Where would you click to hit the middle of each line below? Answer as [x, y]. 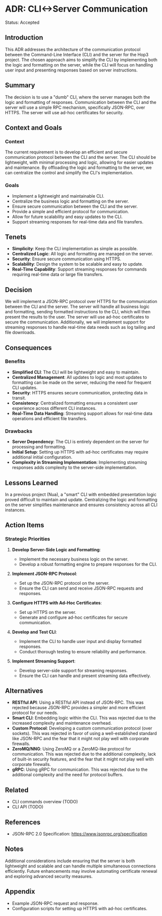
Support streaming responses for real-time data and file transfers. [78, 221]
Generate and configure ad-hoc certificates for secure [74, 617]
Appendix [20, 891]
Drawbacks [19, 431]
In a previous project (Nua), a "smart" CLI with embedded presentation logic [81, 494]
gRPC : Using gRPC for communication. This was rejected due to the [80, 770]
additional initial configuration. [42, 457]
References [23, 822]
